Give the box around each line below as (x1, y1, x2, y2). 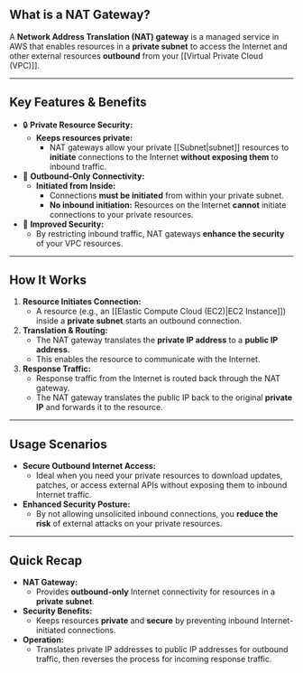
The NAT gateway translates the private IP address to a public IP (35, 334, 279, 346)
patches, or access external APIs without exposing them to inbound (35, 480, 288, 491)
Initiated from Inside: (35, 180, 116, 191)
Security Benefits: (22, 605, 93, 617)
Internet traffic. (35, 490, 92, 500)
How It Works (9, 273, 87, 288)
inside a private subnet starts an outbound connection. (35, 315, 242, 326)
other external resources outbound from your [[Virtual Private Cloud (9, 50, 263, 61)
